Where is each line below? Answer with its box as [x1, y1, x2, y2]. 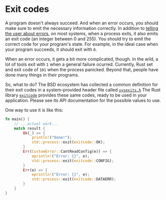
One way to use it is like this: [5, 107, 63, 113]
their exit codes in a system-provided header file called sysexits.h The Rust [5, 87, 161, 93]
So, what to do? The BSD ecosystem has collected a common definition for [5, 81, 159, 88]
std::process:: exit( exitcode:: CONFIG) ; [31, 158, 114, 163]
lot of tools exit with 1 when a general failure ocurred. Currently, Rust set [5, 61, 153, 67]
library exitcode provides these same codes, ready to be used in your [5, 92, 147, 98]
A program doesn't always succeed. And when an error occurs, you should [5, 20, 159, 26]
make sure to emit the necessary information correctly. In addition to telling [5, 25, 159, 31]
